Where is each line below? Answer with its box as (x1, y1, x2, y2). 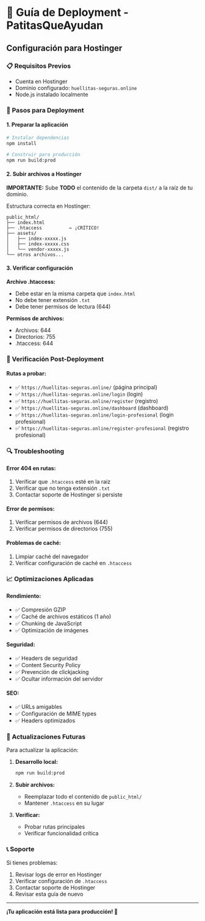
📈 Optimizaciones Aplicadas (6, 575, 94, 583)
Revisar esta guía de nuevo (15, 890, 84, 898)
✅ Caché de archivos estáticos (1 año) (15, 613, 112, 620)
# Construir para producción (6, 151, 81, 158)
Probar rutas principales (24, 823, 85, 830)
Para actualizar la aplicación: (6, 746, 79, 754)
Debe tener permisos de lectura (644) (15, 303, 111, 310)
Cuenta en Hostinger (15, 78, 68, 85)
